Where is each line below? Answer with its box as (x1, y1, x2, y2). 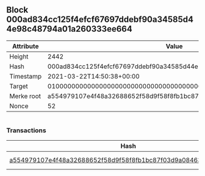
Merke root (9, 91, 41, 100)
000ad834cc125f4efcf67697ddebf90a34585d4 (6, 15, 194, 25)
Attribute (12, 42, 39, 51)
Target (9, 82, 29, 90)
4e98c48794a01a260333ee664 (6, 24, 132, 34)
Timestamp (9, 72, 42, 80)
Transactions (6, 126, 47, 135)
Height (9, 52, 29, 60)
